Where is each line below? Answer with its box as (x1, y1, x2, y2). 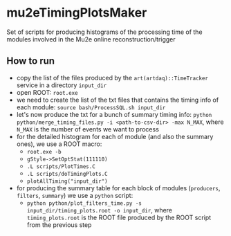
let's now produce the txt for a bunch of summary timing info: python (16, 110, 212, 118)
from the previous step (26, 220, 92, 229)
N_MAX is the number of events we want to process (16, 125, 160, 133)
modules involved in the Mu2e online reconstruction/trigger (6, 35, 176, 43)
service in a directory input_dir (16, 81, 107, 89)
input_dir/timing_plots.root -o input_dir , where (26, 206, 173, 214)
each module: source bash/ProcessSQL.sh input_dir (16, 102, 166, 111)
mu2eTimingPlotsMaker (6, 5, 147, 21)
